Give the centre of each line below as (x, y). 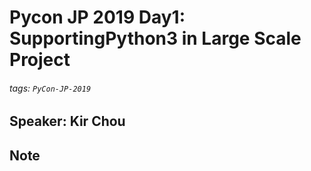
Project (40, 60)
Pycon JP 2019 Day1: (97, 17)
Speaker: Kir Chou (67, 121)
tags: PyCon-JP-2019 (50, 88)
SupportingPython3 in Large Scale (155, 38)
